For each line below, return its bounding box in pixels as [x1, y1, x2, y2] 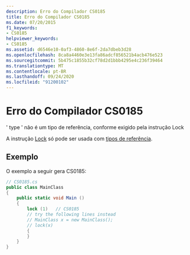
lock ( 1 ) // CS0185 [27, 206, 80, 212]
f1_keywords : [6, 25, 38, 31]
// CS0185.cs [6, 179, 38, 185]
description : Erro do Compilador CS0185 [6, 8, 106, 15]
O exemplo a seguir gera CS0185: [6, 167, 86, 174]
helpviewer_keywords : [6, 36, 59, 42]
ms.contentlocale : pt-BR [6, 68, 66, 74]
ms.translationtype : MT [6, 63, 64, 69]
